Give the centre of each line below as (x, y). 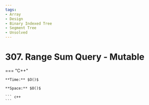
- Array (13, 14)
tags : (11, 10)
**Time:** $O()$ (22, 79)
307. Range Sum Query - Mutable (75, 57)
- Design (14, 19)
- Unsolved (16, 33)
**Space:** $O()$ (23, 88)
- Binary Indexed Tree (29, 23)
